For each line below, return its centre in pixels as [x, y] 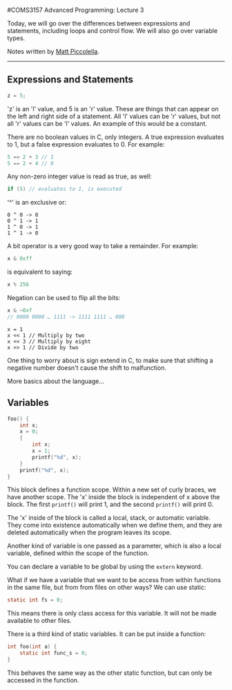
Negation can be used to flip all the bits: [64, 298]
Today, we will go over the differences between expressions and [99, 23]
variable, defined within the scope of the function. [78, 553]
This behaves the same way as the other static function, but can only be [110, 673]
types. [16, 38]
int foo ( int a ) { [32, 647]
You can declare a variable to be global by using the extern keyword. [105, 567]
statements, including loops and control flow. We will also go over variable [113, 31]
